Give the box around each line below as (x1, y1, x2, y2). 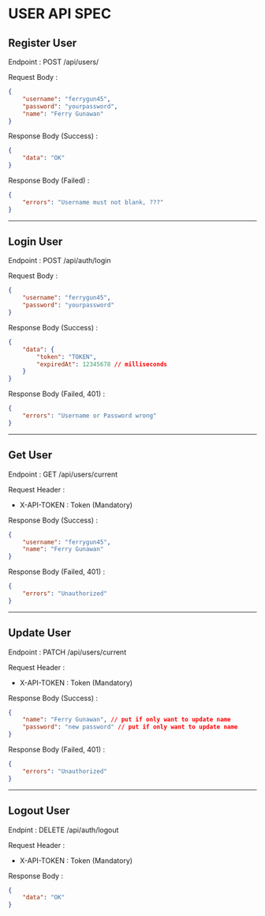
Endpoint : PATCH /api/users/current (8, 647, 127, 657)
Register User (8, 36, 77, 50)
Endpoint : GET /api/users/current (8, 469, 118, 479)
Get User (8, 448, 53, 462)
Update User (8, 626, 72, 640)
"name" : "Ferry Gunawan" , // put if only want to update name (22, 716, 231, 724)
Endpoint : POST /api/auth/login (8, 256, 111, 266)
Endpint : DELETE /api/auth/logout (8, 825, 119, 835)
